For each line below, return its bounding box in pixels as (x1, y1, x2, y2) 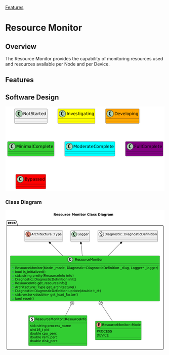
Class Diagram (5, 199, 42, 206)
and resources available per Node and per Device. (5, 61, 110, 67)
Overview (5, 42, 37, 51)
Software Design (5, 93, 59, 101)
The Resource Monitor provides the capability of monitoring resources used (5, 56, 163, 61)
